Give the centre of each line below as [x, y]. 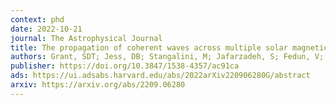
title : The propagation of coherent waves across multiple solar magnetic [169, 47]
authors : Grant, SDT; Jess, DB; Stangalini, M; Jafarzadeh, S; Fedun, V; [167, 57]
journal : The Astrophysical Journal [86, 38]
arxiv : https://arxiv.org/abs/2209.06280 [98, 85]
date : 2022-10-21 [46, 29]
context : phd [37, 19]
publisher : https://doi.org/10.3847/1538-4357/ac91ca [125, 66]
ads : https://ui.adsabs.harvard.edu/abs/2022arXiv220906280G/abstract [160, 76]
